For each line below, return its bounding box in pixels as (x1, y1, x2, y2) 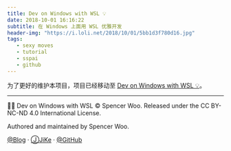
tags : (7, 36, 23, 43)
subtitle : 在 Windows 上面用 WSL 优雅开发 (7, 23, 122, 30)
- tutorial (16, 49, 48, 56)
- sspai (16, 55, 38, 62)
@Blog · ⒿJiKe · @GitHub (7, 135, 82, 143)
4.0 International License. (29, 108, 102, 117)
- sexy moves (16, 42, 54, 49)
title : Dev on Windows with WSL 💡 (7, 10, 107, 17)
